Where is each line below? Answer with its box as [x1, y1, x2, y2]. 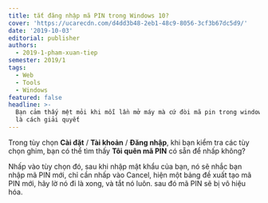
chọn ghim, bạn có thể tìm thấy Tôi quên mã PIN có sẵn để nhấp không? [8, 145, 246, 156]
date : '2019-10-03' [8, 26, 73, 34]
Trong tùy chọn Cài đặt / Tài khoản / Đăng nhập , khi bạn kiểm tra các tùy [8, 137, 250, 147]
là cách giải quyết [15, 116, 81, 124]
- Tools [15, 78, 41, 86]
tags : [8, 64, 26, 72]
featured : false [8, 94, 62, 101]
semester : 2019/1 [8, 57, 66, 65]
